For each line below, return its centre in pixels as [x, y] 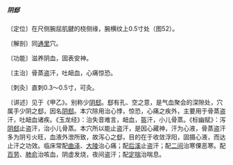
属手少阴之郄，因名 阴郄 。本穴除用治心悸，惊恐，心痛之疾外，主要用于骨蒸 [113, 111]
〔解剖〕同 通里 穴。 [35, 43]
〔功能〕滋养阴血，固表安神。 [50, 58]
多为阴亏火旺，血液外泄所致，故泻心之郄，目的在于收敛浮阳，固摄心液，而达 [116, 137]
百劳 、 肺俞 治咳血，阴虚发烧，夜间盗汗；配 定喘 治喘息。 [86, 154]
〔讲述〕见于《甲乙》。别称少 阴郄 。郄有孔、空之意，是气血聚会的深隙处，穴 [115, 102]
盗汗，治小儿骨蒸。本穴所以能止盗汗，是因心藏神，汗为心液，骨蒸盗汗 [126, 128]
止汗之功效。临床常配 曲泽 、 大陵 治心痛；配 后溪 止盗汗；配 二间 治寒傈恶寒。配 [116, 146]
